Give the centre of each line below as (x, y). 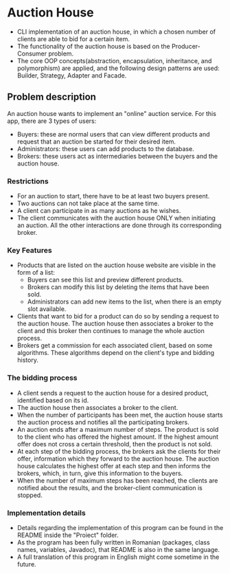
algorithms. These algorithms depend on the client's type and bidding (116, 353)
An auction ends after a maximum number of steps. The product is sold (118, 429)
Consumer (32, 54)
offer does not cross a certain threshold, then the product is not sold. (115, 444)
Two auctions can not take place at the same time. (88, 203)
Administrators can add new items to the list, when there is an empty (124, 302)
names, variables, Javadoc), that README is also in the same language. (118, 549)
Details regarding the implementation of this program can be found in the (120, 527)
